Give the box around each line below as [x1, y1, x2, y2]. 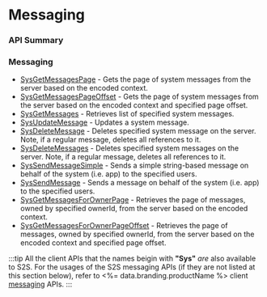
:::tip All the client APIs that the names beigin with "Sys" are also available [8, 253, 256, 264]
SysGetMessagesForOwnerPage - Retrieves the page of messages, [19, 195, 246, 205]
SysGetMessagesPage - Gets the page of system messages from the [19, 74, 252, 84]
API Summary [8, 35, 64, 46]
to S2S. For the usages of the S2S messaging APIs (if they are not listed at [8, 262, 256, 272]
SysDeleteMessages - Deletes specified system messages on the [19, 143, 239, 153]
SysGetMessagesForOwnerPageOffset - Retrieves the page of [19, 221, 228, 231]
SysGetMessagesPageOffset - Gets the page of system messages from [19, 91, 259, 102]
